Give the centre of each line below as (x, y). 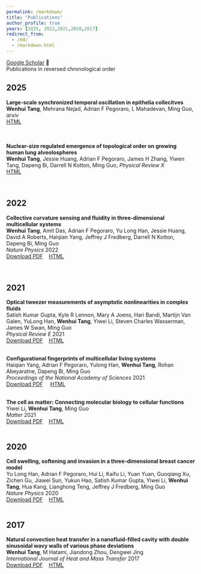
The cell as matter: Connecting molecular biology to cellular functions (95, 402)
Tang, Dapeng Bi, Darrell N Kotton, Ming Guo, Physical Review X (85, 165)
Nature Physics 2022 (32, 250)
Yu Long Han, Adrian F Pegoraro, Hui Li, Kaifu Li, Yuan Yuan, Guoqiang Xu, (98, 474)
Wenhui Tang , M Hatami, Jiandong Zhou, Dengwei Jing (75, 552)
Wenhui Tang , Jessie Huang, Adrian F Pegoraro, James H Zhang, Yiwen (95, 159)
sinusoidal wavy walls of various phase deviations (70, 546)
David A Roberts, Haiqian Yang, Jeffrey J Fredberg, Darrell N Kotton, (91, 237)
